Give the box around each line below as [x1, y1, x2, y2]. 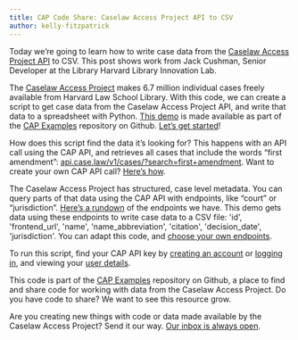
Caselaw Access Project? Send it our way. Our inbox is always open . [9, 320, 261, 331]
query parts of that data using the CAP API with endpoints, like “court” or [9, 193, 277, 203]
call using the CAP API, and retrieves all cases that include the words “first [9, 146, 283, 157]
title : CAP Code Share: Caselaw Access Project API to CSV [9, 12, 234, 22]
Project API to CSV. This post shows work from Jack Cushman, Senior [9, 55, 267, 66]
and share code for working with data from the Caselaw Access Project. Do [9, 284, 286, 294]
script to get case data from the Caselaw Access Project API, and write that [9, 101, 286, 112]
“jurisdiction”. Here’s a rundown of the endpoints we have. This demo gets [9, 202, 282, 212]
